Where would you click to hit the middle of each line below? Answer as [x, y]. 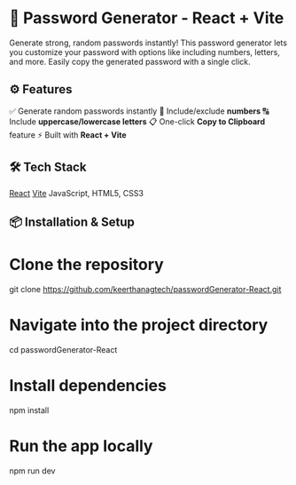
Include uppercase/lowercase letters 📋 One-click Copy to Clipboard [137, 121]
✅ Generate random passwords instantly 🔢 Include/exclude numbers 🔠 [139, 111]
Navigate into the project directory [139, 326]
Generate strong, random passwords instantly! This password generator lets [148, 43]
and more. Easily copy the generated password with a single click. [130, 61]
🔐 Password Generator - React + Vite [147, 18]
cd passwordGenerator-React [63, 349]
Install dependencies [88, 386]
